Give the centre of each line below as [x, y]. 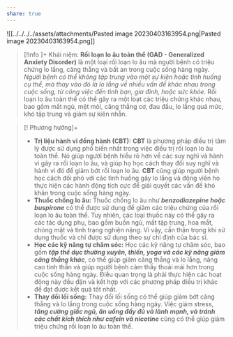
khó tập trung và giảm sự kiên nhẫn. [75, 114]
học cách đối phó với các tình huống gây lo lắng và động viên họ [127, 178]
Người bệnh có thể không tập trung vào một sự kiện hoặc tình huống [122, 77]
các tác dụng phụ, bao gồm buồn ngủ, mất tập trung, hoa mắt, [123, 222]
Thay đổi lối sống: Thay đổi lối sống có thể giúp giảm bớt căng [125, 297]
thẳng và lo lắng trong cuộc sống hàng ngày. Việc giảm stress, [124, 304]
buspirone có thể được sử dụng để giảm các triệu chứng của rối [126, 207]
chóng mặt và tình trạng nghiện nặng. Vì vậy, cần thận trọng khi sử [130, 230]
